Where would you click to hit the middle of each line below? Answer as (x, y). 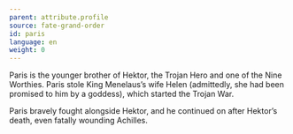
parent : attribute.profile (59, 17)
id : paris (27, 33)
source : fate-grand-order (57, 26)
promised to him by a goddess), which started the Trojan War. (122, 94)
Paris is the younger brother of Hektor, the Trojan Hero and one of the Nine (146, 75)
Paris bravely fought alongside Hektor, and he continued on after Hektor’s (143, 111)
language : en (33, 42)
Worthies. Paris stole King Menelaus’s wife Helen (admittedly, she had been (147, 85)
